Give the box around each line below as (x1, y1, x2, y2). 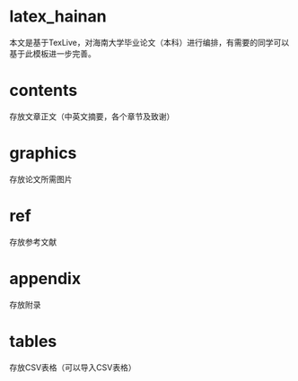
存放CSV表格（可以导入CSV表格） (9, 361, 136, 373)
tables (9, 331, 57, 351)
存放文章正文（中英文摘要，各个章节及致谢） (9, 110, 175, 122)
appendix (9, 268, 82, 289)
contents (9, 81, 78, 100)
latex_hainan (9, 6, 107, 27)
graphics (9, 143, 77, 163)
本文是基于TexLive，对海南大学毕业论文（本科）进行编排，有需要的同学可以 (9, 37, 290, 48)
